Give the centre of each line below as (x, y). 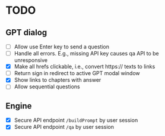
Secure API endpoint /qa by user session (64, 127)
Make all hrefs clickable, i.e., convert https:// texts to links (85, 67)
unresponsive (31, 60)
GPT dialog (26, 33)
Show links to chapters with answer (58, 80)
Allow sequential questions (47, 86)
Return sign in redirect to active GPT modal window (77, 73)
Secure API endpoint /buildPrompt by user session (76, 120)
